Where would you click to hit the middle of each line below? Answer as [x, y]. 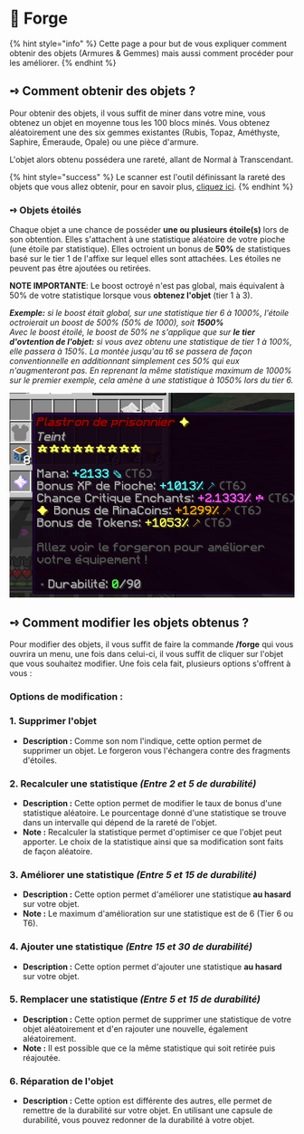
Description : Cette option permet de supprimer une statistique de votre [157, 1019]
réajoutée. [41, 1057]
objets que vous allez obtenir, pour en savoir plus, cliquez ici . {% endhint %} [152, 186]
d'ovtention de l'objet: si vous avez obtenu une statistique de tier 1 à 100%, [151, 342]
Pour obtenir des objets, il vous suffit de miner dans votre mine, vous [138, 113]
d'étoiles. [39, 760]
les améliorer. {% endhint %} [63, 62]
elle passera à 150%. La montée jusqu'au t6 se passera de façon [131, 351]
